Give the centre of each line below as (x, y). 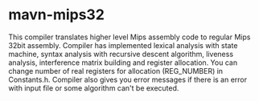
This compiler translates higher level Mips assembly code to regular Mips (129, 37)
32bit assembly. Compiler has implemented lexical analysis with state (123, 45)
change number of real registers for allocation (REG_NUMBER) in (116, 71)
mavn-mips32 (56, 15)
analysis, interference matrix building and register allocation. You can (123, 63)
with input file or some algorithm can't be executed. (94, 88)
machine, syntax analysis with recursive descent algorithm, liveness (121, 54)
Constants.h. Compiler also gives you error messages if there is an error (128, 79)
